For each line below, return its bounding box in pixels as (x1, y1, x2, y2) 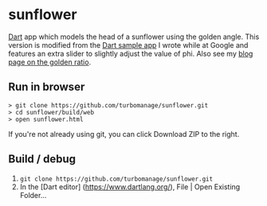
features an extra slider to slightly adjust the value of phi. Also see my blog (8, 49, 253, 58)
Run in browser (8, 80, 85, 94)
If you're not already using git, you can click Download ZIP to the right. (8, 129, 240, 138)
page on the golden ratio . (8, 57, 92, 67)
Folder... (19, 190, 47, 200)
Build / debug (8, 153, 77, 166)
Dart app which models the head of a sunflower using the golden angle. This (8, 32, 260, 41)
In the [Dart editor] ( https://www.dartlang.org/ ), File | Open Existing (19, 181, 241, 192)
